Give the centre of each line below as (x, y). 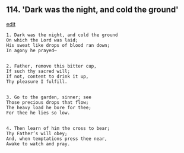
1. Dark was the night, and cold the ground (62, 35)
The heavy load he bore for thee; (49, 107)
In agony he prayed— (32, 50)
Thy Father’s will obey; (37, 133)
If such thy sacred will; (38, 71)
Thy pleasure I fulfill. (37, 82)
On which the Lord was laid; (42, 40)
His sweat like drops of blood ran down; (58, 45)
